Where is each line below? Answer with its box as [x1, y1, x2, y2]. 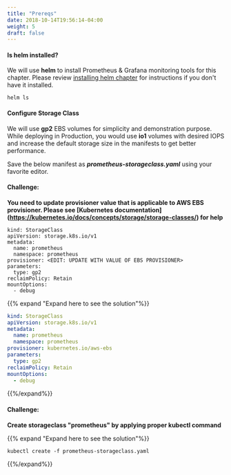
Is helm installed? [7, 51, 59, 59]
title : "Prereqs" [7, 10, 57, 17]
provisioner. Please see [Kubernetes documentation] [7, 206, 162, 214]
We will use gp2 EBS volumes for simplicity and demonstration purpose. [7, 124, 212, 132]
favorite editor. [7, 167, 49, 175]
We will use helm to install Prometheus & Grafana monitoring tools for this [7, 66, 217, 75]
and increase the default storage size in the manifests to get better [7, 139, 197, 147]
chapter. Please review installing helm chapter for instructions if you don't [7, 73, 217, 82]
